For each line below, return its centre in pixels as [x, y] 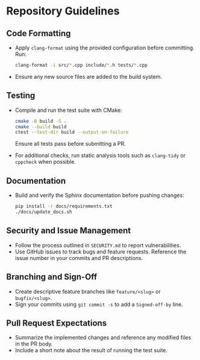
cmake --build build [41, 127]
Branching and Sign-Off [52, 277]
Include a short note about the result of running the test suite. [91, 350]
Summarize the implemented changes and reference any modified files [103, 338]
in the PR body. [34, 344]
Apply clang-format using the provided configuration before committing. [105, 48]
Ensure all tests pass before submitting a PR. [70, 144]
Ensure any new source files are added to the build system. [89, 76]
